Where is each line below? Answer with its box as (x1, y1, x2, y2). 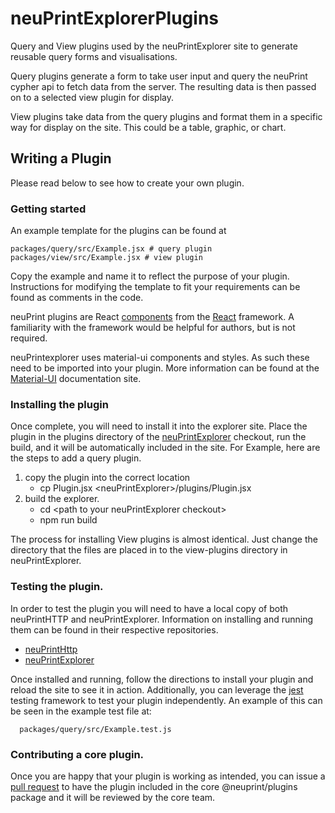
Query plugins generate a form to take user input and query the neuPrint (10, 70, 308, 82)
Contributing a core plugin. (10, 747, 145, 761)
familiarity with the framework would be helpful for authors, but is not (10, 322, 296, 334)
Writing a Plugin (10, 150, 112, 167)
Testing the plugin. (10, 580, 104, 594)
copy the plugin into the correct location (24, 472, 191, 484)
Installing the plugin (10, 397, 109, 411)
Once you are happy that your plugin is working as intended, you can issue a (10, 770, 326, 782)
